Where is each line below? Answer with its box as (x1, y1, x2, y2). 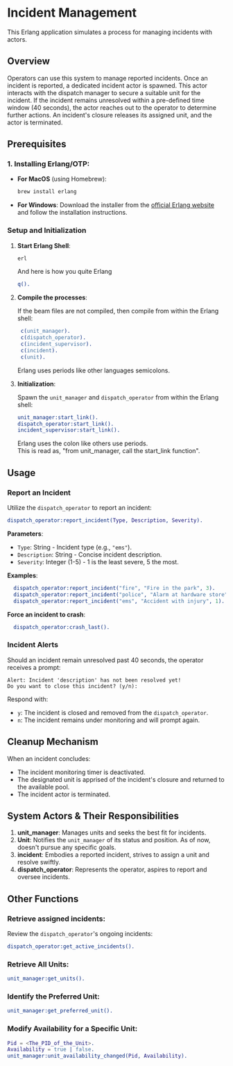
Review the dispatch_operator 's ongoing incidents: (7, 930, 153, 938)
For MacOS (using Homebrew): (17, 175, 107, 183)
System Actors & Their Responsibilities (7, 810, 179, 821)
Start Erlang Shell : (17, 241, 71, 249)
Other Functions (7, 893, 79, 905)
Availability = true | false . (7, 1046, 95, 1053)
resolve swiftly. (17, 858, 61, 867)
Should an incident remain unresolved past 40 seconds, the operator (7, 655, 204, 664)
